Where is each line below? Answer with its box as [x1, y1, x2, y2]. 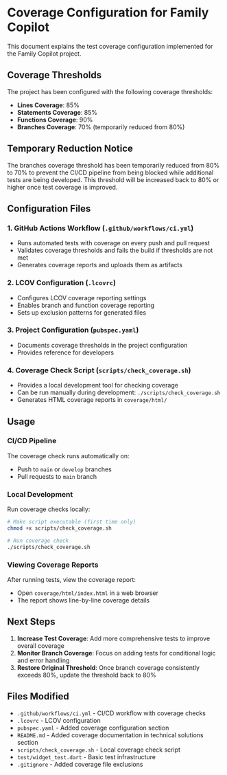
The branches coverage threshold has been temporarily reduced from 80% [7, 161, 220, 169]
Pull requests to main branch [16, 472, 97, 480]
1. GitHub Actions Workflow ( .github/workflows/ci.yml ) [7, 223, 194, 233]
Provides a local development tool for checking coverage [16, 381, 178, 390]
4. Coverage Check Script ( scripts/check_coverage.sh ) [7, 366, 191, 375]
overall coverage [16, 641, 65, 650]
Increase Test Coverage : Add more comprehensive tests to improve [16, 634, 211, 642]
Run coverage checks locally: [7, 505, 91, 513]
